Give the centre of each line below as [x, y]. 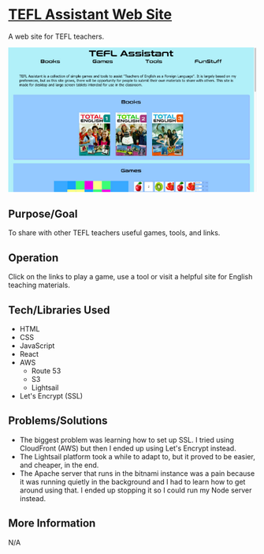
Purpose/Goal [43, 213]
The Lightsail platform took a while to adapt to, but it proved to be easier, [138, 456]
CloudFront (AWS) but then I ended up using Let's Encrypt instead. [128, 448]
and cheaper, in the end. [59, 465]
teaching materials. [39, 285]
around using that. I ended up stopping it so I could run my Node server [136, 490]
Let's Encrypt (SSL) [51, 395]
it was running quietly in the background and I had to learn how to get [132, 481]
